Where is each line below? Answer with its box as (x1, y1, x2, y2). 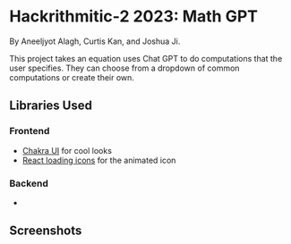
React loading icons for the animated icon (21, 155, 176, 165)
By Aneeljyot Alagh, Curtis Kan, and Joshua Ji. (9, 36, 181, 46)
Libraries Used (9, 98, 92, 114)
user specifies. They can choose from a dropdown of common (9, 63, 240, 73)
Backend (9, 177, 49, 189)
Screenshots (9, 223, 82, 239)
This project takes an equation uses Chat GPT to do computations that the (9, 53, 283, 63)
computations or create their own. (9, 72, 134, 82)
